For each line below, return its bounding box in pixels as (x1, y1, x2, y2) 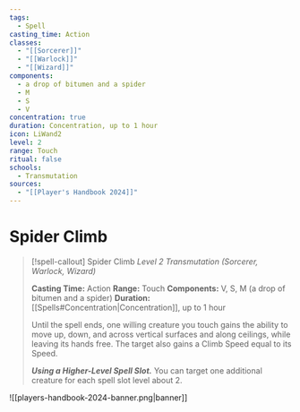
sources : (9, 180, 42, 189)
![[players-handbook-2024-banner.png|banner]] (9, 391, 188, 403)
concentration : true (9, 113, 87, 122)
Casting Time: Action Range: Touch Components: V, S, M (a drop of (30, 283, 286, 294)
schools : (9, 163, 42, 172)
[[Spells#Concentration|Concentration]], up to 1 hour (30, 302, 227, 313)
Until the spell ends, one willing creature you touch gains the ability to (30, 319, 288, 330)
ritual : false (9, 154, 63, 164)
